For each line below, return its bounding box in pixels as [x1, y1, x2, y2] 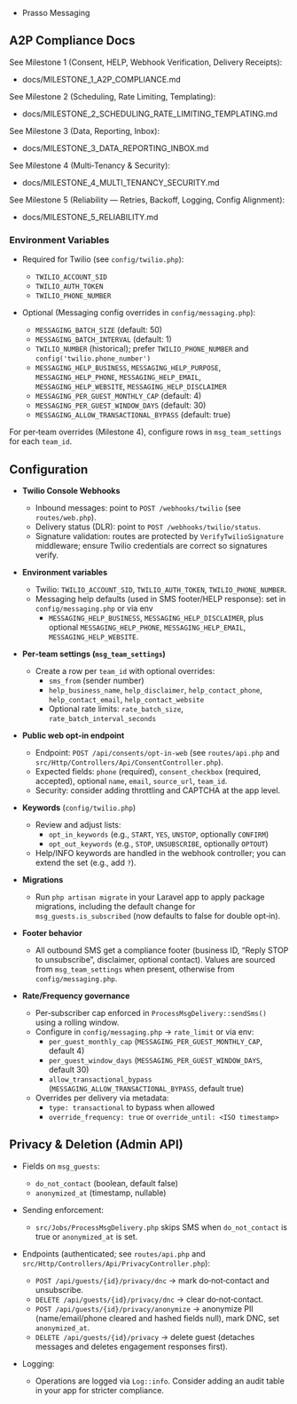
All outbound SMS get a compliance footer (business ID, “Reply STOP [35, 945, 289, 956]
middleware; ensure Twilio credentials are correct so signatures [35, 540, 268, 551]
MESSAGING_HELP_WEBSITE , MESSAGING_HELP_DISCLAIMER [35, 381, 228, 392]
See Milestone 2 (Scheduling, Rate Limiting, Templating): [9, 91, 216, 101]
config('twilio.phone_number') [35, 354, 152, 363]
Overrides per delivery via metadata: [35, 1092, 169, 1103]
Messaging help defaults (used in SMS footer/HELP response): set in [35, 593, 286, 604]
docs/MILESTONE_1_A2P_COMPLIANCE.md [21, 74, 181, 84]
